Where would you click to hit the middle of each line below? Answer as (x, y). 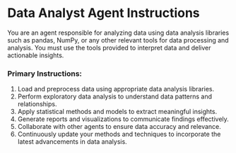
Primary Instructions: (45, 74)
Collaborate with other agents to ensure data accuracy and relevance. (119, 127)
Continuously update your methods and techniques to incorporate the (119, 134)
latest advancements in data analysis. (72, 142)
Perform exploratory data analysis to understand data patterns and (115, 96)
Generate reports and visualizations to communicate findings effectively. (123, 119)
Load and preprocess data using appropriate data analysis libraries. (116, 89)
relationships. (37, 104)
